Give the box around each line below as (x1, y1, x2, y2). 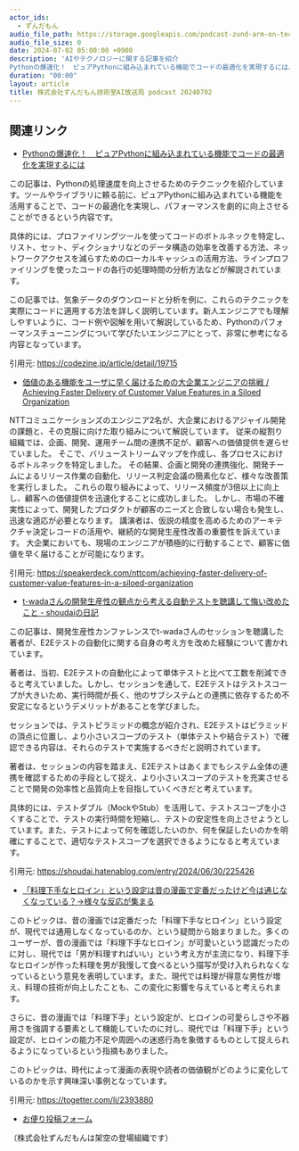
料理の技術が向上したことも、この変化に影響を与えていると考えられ (24, 982, 274, 993)
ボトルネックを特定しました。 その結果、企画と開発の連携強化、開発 (16, 460, 269, 470)
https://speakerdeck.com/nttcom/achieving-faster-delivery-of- (36, 567, 268, 578)
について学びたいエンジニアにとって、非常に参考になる (86, 327, 289, 339)
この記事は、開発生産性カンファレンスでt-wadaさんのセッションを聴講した (9, 626, 285, 637)
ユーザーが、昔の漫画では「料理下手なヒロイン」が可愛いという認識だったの (9, 938, 290, 948)
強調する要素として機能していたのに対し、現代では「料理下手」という (32, 1023, 290, 1034)
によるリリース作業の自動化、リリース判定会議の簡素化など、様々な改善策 (16, 470, 289, 482)
